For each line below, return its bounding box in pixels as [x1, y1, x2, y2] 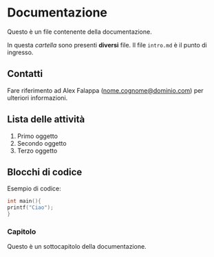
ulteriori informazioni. [7, 93, 68, 102]
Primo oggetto [17, 132, 58, 140]
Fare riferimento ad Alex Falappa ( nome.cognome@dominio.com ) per [7, 86, 204, 94]
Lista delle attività [7, 113, 85, 125]
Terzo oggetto [17, 146, 58, 155]
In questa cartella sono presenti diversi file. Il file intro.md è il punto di [7, 41, 208, 49]
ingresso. [7, 48, 34, 56]
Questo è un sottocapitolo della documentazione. [7, 243, 147, 251]
